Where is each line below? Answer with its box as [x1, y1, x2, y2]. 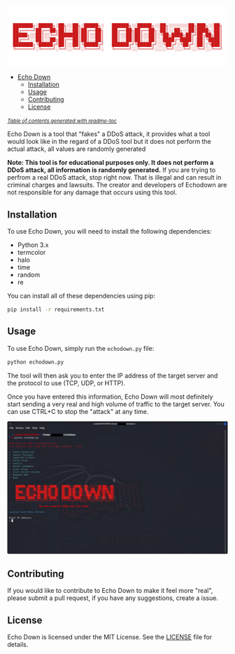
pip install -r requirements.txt [7, 306, 105, 314]
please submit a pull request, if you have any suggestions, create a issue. [7, 594, 219, 602]
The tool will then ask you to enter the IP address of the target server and [7, 371, 218, 380]
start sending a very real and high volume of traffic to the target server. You [7, 399, 225, 408]
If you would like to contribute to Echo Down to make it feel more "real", [7, 587, 213, 595]
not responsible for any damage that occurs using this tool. [7, 188, 177, 196]
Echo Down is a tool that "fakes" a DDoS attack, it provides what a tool [7, 130, 211, 138]
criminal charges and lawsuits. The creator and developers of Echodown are [7, 181, 227, 189]
